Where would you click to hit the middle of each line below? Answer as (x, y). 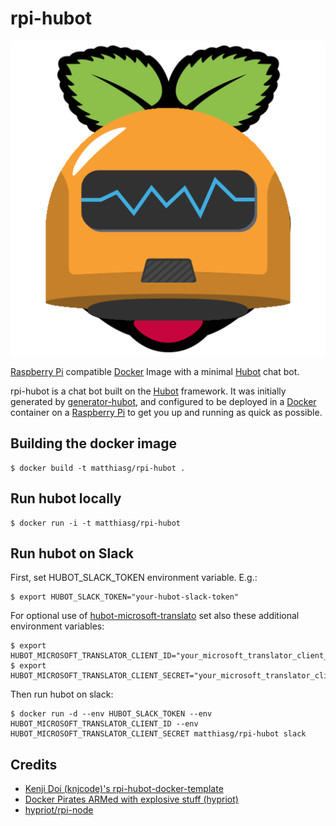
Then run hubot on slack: (62, 694)
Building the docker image (93, 443)
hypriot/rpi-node (59, 810)
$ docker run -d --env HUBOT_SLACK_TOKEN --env (111, 714)
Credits (34, 764)
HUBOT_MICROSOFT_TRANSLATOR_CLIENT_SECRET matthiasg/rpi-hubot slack (158, 734)
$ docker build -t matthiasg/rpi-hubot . (98, 468)
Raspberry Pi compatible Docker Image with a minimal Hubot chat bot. (155, 371)
